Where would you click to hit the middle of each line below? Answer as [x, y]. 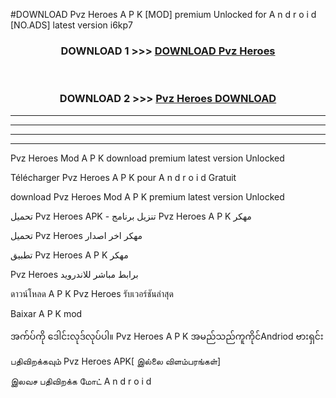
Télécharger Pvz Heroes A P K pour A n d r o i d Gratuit [123, 177]
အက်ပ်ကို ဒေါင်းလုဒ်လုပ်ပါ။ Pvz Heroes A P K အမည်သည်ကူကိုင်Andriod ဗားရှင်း [167, 336]
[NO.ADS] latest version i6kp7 [71, 25]
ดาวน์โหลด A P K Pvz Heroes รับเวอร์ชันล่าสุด [92, 293]
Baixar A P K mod [46, 313]
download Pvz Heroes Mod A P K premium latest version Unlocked [147, 196]
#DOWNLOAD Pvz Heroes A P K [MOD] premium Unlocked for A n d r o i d [163, 14]
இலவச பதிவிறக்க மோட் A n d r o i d [81, 381]
